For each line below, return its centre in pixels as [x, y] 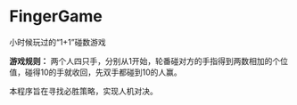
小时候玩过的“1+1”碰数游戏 [58, 42]
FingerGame [56, 16]
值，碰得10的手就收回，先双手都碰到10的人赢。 [96, 72]
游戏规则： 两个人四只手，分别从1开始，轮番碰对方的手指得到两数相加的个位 [148, 61]
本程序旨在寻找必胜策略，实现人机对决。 [83, 91]
